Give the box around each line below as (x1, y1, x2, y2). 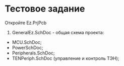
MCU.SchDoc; (12, 39, 42, 45)
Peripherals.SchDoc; (12, 50, 55, 56)
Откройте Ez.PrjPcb (5, 20, 47, 26)
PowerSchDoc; (12, 44, 43, 50)
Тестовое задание (5, 3, 85, 15)
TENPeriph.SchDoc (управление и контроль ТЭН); (12, 55, 119, 61)
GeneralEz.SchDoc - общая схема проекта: (12, 29, 104, 35)
